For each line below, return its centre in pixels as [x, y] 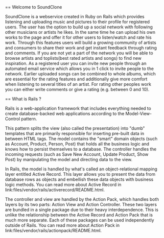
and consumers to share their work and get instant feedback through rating [81, 48]
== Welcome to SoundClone [34, 7]
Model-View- [139, 114]
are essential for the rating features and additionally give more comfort [76, 79]
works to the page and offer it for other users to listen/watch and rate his [78, 37]
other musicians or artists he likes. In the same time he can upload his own [80, 32]
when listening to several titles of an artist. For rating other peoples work [78, 84]
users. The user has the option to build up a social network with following [79, 27]
